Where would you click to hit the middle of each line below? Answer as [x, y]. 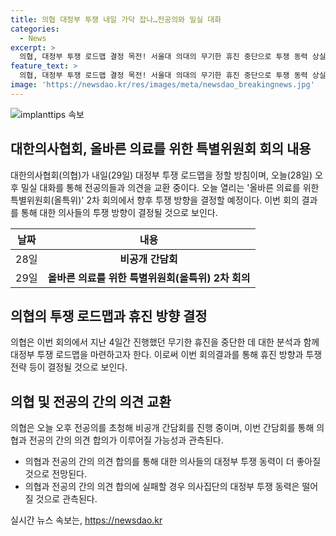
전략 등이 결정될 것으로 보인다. [69, 367]
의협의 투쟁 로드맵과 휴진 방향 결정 [109, 316]
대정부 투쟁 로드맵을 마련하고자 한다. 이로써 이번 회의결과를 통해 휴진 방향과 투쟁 [166, 355]
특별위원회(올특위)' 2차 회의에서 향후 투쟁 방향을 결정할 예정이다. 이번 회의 [155, 200]
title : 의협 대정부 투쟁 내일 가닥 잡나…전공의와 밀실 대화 [116, 19]
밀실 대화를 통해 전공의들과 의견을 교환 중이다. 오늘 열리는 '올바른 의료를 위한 [170, 187]
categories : [35, 29]
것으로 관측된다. [66, 499]
